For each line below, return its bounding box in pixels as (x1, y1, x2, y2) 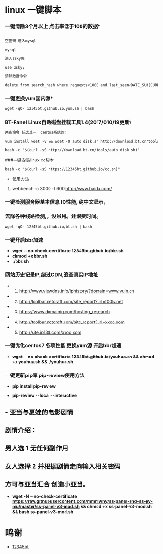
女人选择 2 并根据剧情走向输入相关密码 (5, 462, 121, 470)
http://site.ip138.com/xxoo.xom (19, 329, 81, 335)
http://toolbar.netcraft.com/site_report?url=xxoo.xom (19, 319, 125, 325)
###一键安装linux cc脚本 (5, 157, 54, 163)
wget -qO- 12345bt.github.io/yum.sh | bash (5, 107, 95, 111)
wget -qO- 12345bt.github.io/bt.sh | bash (5, 224, 92, 229)
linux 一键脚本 (5, 4, 62, 16)
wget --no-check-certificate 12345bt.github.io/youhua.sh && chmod (12, 354, 154, 359)
